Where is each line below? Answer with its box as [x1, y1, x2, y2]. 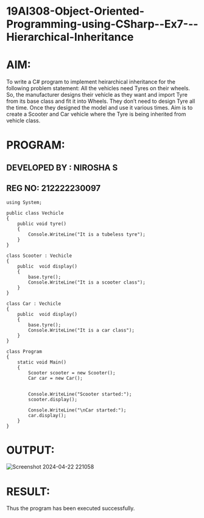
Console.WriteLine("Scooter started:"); [28, 391, 132, 397]
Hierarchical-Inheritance [6, 30, 134, 44]
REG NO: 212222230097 [6, 183, 101, 194]
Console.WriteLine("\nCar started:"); [28, 407, 127, 413]
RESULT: [6, 485, 51, 499]
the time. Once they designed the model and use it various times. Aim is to [6, 104, 193, 111]
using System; [6, 199, 43, 205]
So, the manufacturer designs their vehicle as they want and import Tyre [6, 91, 188, 99]
